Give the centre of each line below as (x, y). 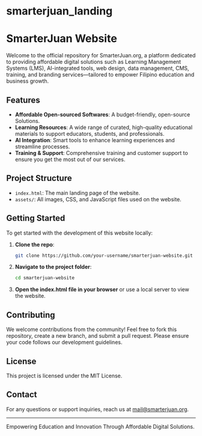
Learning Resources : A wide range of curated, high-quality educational (104, 127)
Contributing (31, 315)
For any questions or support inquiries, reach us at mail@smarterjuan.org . (98, 409)
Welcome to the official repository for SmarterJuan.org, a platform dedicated (101, 55)
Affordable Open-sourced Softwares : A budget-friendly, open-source (103, 114)
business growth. (28, 81)
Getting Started (36, 218)
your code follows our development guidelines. (64, 343)
